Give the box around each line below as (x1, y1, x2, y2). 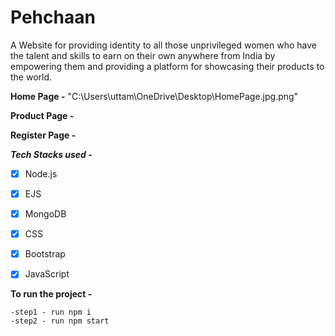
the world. (10, 71, 53, 83)
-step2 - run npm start (10, 316, 110, 326)
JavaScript (24, 268, 70, 280)
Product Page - (10, 109, 75, 121)
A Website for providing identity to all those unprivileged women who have (10, 39, 317, 51)
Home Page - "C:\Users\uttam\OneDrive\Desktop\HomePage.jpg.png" (10, 90, 299, 102)
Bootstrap (24, 248, 66, 260)
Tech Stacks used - (10, 148, 93, 160)
